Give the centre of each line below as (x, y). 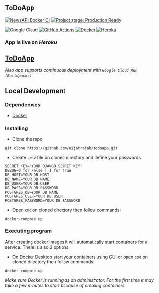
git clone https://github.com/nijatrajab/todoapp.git (62, 148)
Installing (16, 129)
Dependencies (23, 104)
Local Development (35, 91)
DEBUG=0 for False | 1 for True (38, 170)
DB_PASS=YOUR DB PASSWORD (32, 188)
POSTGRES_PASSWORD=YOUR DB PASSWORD (43, 201)
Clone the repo (27, 139)
